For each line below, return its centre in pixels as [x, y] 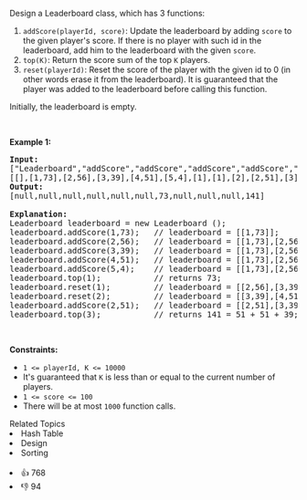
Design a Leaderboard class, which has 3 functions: [107, 13]
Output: [26, 187]
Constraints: [34, 349]
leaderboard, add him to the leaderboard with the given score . [139, 50]
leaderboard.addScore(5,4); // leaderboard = [120, 269]
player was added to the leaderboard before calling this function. [145, 89]
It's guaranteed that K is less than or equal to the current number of [149, 377]
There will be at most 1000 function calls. [99, 406]
